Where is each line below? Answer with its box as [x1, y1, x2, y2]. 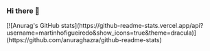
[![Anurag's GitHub [6, 22, 60, 30]
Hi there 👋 [6, 6, 40, 16]
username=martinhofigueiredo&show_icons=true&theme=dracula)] [6, 29, 197, 37]
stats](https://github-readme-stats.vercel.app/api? [60, 22, 204, 30]
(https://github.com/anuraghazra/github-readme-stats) [6, 36, 162, 44]
